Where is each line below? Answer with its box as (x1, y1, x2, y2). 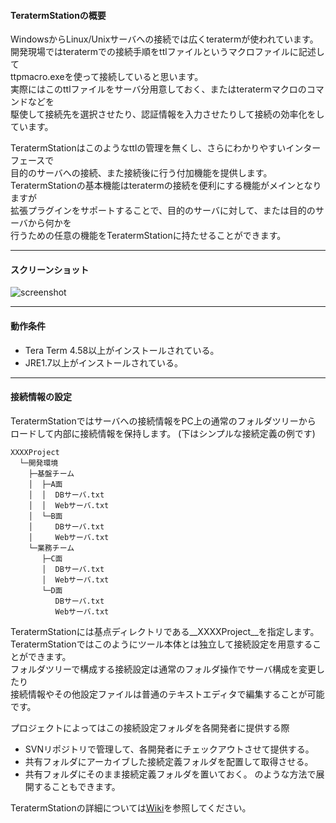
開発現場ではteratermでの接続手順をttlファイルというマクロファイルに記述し (10, 46, 325, 58)
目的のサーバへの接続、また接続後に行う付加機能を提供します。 (10, 167, 273, 179)
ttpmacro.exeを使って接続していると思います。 (10, 71, 204, 83)
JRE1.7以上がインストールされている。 (24, 356, 183, 369)
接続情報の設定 (10, 391, 72, 403)
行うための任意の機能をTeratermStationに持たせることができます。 (10, 230, 287, 242)
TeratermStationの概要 (10, 9, 107, 21)
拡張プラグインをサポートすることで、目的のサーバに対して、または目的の (10, 205, 316, 217)
